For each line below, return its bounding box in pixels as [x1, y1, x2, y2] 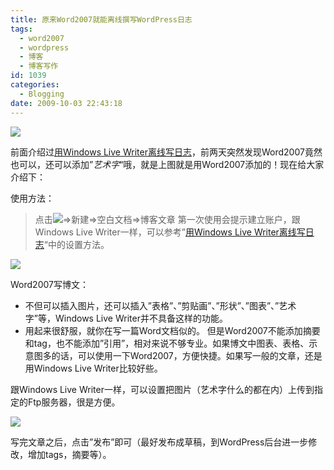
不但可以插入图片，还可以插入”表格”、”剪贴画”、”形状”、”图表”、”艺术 [24, 299, 297, 311]
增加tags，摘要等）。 [27, 448, 112, 460]
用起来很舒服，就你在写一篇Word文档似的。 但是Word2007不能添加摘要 [24, 324, 321, 336]
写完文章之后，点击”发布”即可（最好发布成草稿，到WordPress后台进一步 [10, 436, 309, 448]
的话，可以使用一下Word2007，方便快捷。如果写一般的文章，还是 [51, 349, 323, 361]
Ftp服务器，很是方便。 [27, 396, 121, 408]
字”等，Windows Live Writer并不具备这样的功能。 [24, 312, 228, 324]
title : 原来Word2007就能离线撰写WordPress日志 [10, 14, 193, 25]
